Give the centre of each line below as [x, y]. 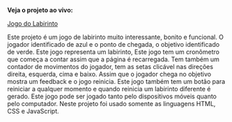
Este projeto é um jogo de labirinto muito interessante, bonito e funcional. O [116, 37]
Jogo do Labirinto [32, 23]
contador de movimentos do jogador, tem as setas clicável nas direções [110, 67]
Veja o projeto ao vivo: [40, 10]
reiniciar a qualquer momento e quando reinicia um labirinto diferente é [109, 89]
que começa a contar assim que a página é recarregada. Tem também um [113, 59]
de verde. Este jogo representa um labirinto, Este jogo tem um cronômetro [113, 52]
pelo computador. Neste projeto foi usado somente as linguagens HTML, [111, 104]
